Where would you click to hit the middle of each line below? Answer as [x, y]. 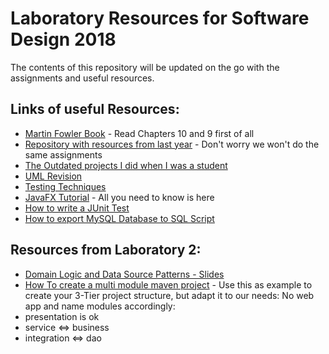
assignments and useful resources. [82, 78]
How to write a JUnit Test [77, 208]
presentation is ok [62, 316]
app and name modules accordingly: [100, 306]
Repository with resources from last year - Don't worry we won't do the [172, 144]
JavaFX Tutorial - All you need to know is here [119, 197]
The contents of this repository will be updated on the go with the [145, 67]
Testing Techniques [65, 186]
